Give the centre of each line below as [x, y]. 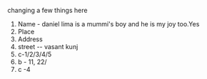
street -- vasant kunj [48, 47]
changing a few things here [47, 10]
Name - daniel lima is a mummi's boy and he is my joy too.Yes [108, 24]
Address [30, 39]
